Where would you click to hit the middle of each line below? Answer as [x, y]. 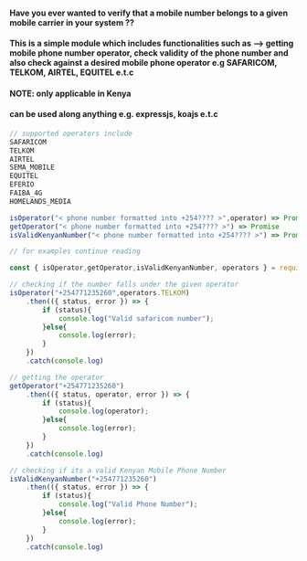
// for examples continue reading [75, 251]
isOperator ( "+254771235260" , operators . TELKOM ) [100, 293]
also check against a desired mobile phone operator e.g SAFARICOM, [143, 63]
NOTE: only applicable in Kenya [70, 93]
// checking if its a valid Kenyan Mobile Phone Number [118, 471]
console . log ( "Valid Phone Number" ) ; [128, 504]
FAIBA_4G [26, 193]
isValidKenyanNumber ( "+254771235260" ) [83, 479]
